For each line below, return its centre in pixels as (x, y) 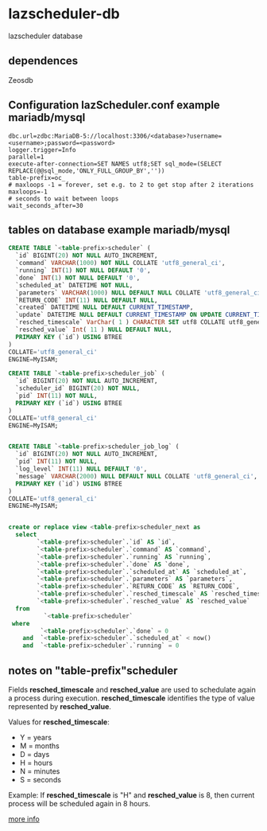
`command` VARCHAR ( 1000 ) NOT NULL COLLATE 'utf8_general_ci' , (120, 263)
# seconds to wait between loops (64, 199)
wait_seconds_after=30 (46, 205)
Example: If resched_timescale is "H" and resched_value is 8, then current (132, 795)
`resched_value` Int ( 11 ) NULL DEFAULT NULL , (94, 330)
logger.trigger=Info (43, 150)
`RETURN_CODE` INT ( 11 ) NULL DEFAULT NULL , (87, 300)
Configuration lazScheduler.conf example (114, 105)
